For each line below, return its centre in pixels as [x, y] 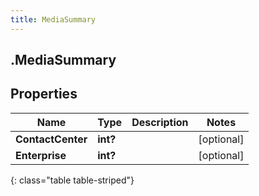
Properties [44, 94]
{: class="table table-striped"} [72, 180]
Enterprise [41, 155]
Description [160, 122]
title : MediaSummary [53, 19]
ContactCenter [51, 139]
